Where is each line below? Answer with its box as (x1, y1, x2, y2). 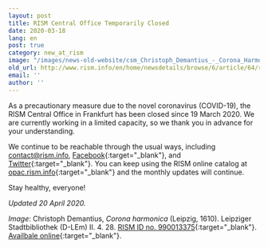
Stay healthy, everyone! (8, 182, 86, 192)
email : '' (8, 71, 41, 79)
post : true (8, 42, 45, 50)
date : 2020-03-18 (8, 26, 66, 34)
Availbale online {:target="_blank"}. (8, 230, 122, 240)
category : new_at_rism (8, 49, 84, 57)
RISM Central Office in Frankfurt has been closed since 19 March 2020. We (8, 109, 255, 118)
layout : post (8, 11, 52, 20)
